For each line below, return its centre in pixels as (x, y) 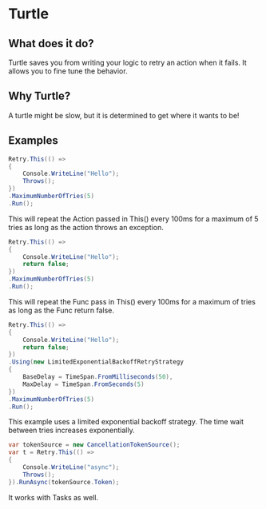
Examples (33, 141)
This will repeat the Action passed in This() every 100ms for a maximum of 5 (133, 219)
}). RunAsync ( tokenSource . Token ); (64, 482)
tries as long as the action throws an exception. (86, 227)
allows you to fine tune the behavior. (68, 71)
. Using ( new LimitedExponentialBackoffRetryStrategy (96, 362)
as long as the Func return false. (61, 310)
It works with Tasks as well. (53, 497)
